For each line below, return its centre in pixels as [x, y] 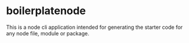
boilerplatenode [46, 11]
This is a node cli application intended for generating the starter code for [94, 27]
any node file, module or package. [48, 33]
